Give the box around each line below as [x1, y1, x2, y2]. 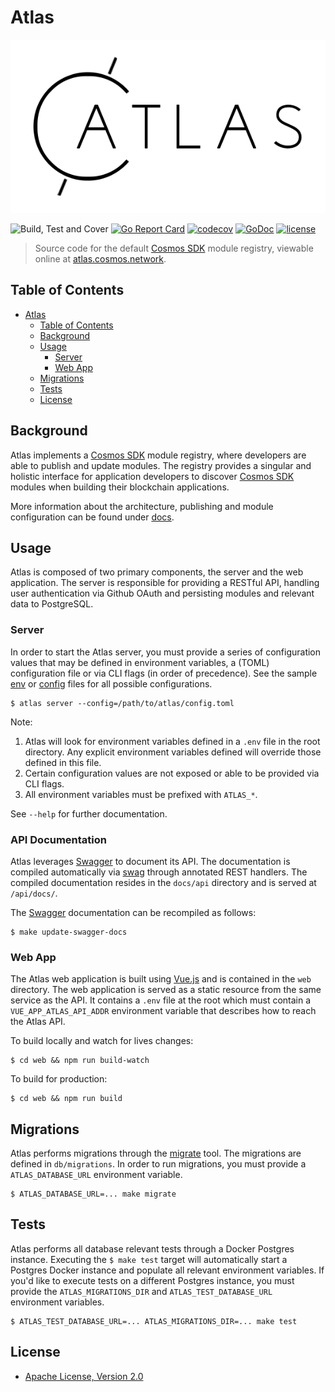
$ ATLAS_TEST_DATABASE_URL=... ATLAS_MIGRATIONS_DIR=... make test [10, 1316, 298, 1326]
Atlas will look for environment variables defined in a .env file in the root [24, 735, 321, 747]
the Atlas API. [10, 1016, 66, 1028]
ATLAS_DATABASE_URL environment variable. [10, 1169, 183, 1181]
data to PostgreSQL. [10, 598, 94, 610]
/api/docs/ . [10, 887, 58, 899]
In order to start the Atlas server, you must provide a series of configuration [10, 646, 322, 658]
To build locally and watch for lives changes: [10, 1035, 194, 1047]
